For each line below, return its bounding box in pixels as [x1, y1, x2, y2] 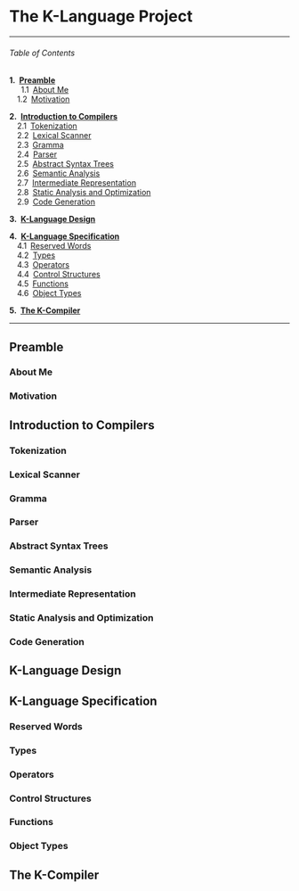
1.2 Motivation [17, 94, 70, 104]
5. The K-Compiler [9, 305, 81, 316]
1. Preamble [9, 75, 56, 86]
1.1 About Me [20, 85, 69, 95]
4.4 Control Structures [17, 269, 101, 280]
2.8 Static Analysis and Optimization [17, 187, 151, 198]
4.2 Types [17, 250, 56, 260]
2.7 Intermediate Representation [17, 177, 136, 188]
